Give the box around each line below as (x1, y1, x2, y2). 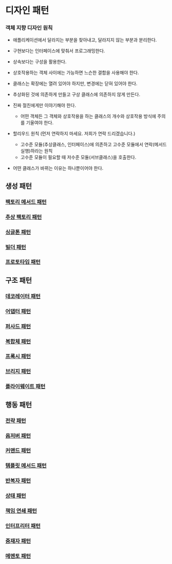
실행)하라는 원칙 (20, 148, 53, 154)
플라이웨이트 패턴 (5, 383, 46, 390)
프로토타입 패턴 (5, 259, 41, 266)
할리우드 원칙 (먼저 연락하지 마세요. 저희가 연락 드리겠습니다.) (12, 130, 136, 137)
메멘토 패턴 (5, 552, 31, 559)
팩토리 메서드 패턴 (5, 198, 47, 205)
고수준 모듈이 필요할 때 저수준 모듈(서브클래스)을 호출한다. (20, 154, 137, 161)
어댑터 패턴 (5, 307, 31, 315)
